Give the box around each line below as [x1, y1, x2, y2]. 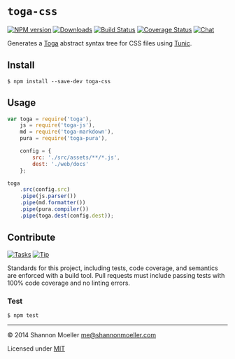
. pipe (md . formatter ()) [20, 199, 86, 206]
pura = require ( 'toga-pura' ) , [20, 135, 108, 142]
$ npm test [7, 311, 39, 319]
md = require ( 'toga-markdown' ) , [20, 128, 114, 136]
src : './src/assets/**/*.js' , [32, 154, 120, 161]
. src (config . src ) [20, 186, 71, 193]
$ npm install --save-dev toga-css [7, 78, 111, 85]
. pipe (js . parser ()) [20, 192, 77, 200]
